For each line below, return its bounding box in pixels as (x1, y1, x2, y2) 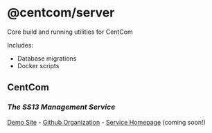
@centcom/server (7, 5, 115, 21)
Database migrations (17, 54, 77, 63)
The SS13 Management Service (7, 102, 116, 112)
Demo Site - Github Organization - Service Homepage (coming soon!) (7, 118, 206, 126)
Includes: (7, 41, 33, 49)
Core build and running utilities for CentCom (7, 28, 133, 36)
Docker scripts (17, 61, 60, 70)
